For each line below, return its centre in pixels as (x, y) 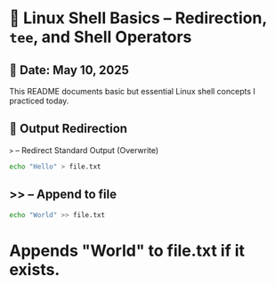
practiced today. (39, 101)
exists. (35, 269)
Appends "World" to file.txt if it (127, 251)
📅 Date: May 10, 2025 (69, 70)
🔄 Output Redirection (68, 129)
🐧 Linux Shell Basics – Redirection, (138, 18)
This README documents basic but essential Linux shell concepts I (133, 91)
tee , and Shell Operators (101, 37)
